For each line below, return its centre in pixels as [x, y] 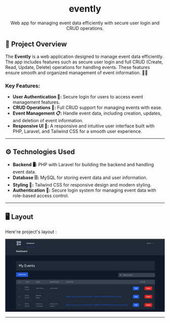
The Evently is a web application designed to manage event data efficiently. [84, 56]
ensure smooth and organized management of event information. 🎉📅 [77, 73]
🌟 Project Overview [36, 44]
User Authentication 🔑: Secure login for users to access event [78, 97]
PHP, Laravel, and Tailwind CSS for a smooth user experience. [77, 131]
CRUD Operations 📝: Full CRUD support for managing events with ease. [87, 107]
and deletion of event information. [48, 121]
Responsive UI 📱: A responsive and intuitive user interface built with [83, 126]
